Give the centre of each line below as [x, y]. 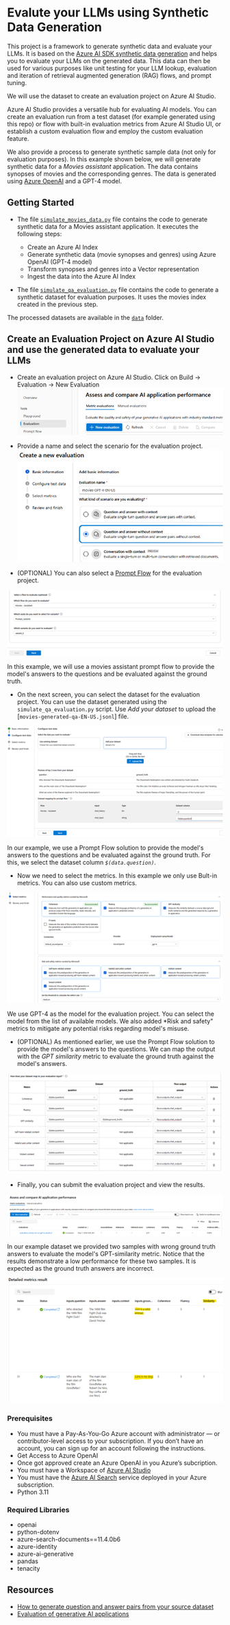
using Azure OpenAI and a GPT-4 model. [64, 181]
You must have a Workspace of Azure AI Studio [84, 1470]
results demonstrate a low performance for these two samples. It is [102, 1261]
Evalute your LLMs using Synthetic [108, 13]
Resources [30, 1590]
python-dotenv [38, 1532]
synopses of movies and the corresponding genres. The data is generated [112, 174]
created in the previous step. [57, 304]
